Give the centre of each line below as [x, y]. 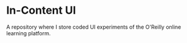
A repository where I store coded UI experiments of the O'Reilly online [94, 27]
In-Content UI [41, 10]
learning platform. [29, 33]
